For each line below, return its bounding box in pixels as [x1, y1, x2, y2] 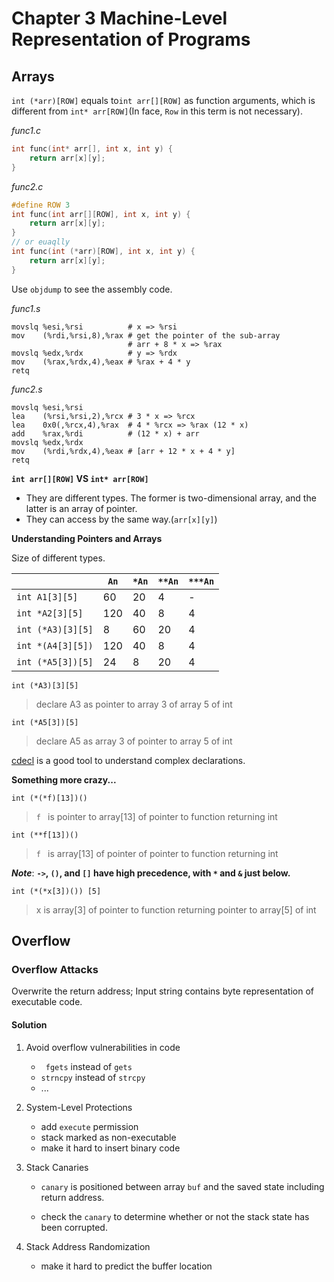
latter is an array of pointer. [25, 502, 138, 514]
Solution [11, 1018, 48, 1031]
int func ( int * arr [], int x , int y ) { [11, 144, 173, 154]
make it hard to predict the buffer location [40, 1260, 213, 1272]
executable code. [11, 996, 83, 1008]
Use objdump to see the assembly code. [11, 283, 173, 295]
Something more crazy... [11, 773, 117, 786]
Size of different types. [11, 552, 106, 564]
